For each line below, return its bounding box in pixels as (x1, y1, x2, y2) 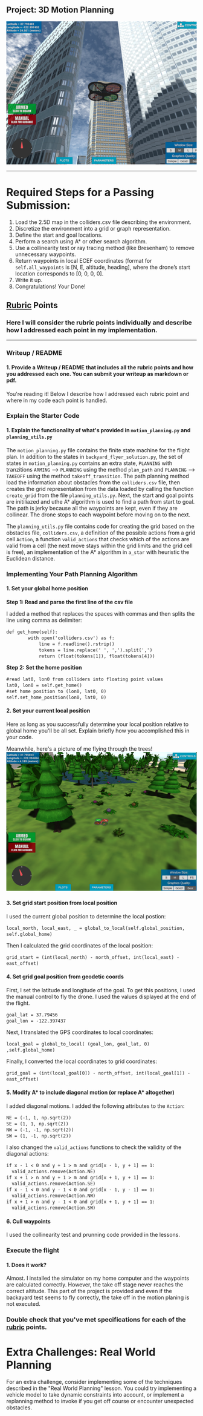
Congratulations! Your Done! (14, 283, 86, 290)
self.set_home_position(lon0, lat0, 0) (6, 694, 107, 700)
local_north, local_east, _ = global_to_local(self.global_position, (6, 925, 185, 931)
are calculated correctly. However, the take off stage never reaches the (6, 1281, 183, 1288)
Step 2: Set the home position (6, 664, 82, 671)
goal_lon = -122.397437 (6, 1018, 66, 1024)
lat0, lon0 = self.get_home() (6, 682, 83, 688)
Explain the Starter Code (6, 412, 80, 420)
